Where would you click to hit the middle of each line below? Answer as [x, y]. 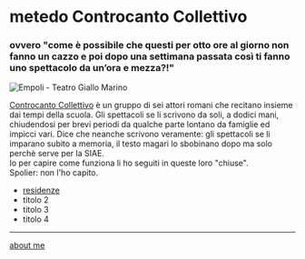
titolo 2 [35, 200]
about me [27, 245]
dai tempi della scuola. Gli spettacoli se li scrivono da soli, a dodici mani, [144, 115]
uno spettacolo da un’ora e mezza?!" [92, 68]
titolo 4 [36, 219]
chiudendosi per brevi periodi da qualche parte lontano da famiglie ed [140, 125]
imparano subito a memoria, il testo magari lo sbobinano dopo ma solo [141, 144]
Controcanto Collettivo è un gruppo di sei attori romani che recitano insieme [151, 105]
